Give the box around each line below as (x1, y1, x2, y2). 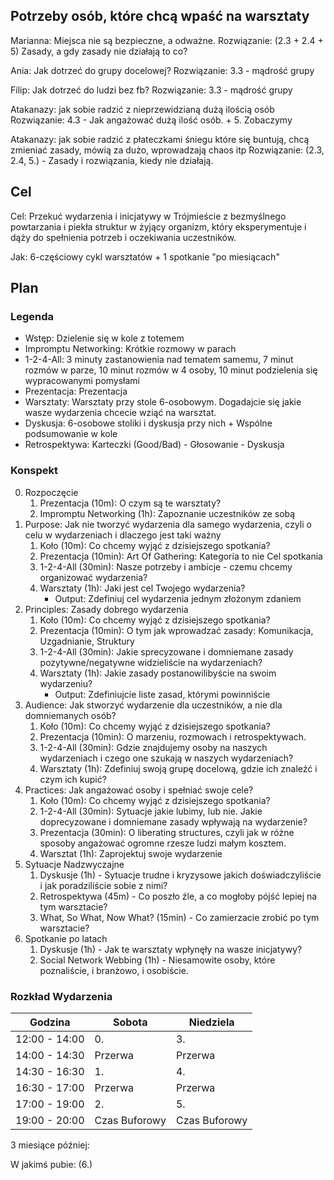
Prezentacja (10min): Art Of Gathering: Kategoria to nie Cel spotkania (39, 550, 323, 562)
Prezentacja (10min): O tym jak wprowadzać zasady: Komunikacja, (39, 624, 314, 636)
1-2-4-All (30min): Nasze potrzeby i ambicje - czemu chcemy (39, 560, 293, 573)
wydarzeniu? (39, 677, 93, 689)
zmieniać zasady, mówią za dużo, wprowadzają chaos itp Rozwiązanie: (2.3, (10, 144, 325, 156)
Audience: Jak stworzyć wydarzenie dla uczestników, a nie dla (24, 699, 283, 711)
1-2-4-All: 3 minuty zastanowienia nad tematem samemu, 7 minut (24, 354, 294, 366)
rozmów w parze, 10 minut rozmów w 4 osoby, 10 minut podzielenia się (24, 364, 318, 376)
